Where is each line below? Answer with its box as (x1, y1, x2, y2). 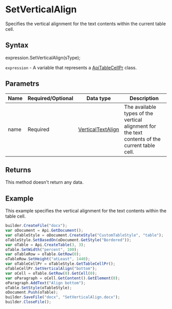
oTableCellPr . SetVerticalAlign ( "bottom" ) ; (5, 266, 97, 272)
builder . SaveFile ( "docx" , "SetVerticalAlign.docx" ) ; (5, 295, 120, 300)
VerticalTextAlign (78, 126, 119, 133)
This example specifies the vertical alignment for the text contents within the (5, 208, 167, 214)
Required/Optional (27, 94, 73, 102)
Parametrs (5, 80, 39, 88)
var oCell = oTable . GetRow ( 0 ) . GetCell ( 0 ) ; (5, 271, 97, 276)
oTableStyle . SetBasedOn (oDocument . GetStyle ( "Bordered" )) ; (5, 237, 132, 242)
